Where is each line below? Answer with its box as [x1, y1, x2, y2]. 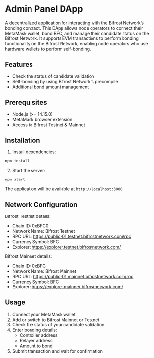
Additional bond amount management [12, 84, 89, 90]
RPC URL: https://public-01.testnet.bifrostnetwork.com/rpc [12, 233, 131, 239]
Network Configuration [5, 200, 78, 209]
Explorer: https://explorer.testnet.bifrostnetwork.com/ [12, 244, 121, 250]
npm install [5, 159, 30, 164]
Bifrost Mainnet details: [5, 253, 52, 259]
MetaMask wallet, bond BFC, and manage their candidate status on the [5, 30, 149, 36]
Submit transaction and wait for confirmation [12, 348, 103, 354]
